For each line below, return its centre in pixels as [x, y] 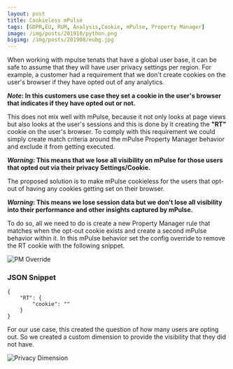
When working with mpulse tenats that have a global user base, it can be [112, 60]
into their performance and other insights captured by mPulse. [100, 210]
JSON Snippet [31, 278]
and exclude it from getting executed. [61, 147]
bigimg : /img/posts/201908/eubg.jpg [61, 40]
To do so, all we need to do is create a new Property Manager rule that [109, 223]
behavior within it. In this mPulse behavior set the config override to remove [116, 239]
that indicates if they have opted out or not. [71, 103]
